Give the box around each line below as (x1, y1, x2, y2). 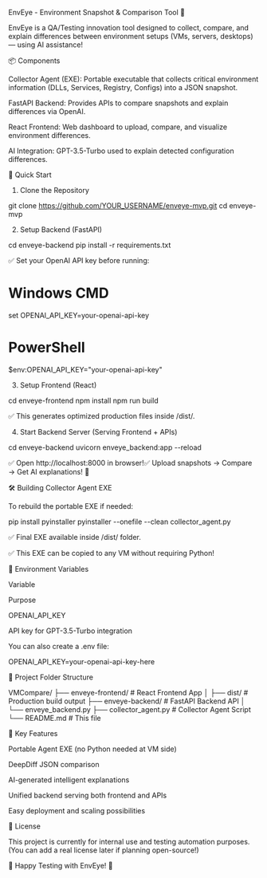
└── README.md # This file (8, 713, 101, 722)
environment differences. (8, 131, 91, 140)
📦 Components (8, 56, 61, 65)
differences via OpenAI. (8, 107, 86, 116)
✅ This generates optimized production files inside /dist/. (8, 411, 195, 420)
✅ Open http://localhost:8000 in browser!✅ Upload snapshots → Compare (8, 458, 253, 467)
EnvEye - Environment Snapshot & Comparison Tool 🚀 (8, 8, 186, 17)
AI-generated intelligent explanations (8, 774, 130, 785)
